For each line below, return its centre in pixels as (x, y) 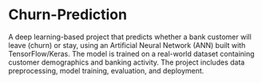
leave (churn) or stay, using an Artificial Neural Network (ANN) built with (127, 45)
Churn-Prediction (68, 15)
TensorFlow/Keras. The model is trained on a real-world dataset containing (131, 53)
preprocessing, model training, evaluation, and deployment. (106, 70)
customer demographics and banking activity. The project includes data (127, 62)
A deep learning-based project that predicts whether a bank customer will (130, 37)
